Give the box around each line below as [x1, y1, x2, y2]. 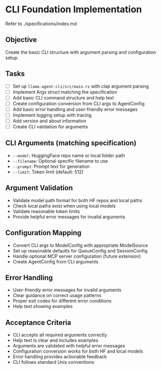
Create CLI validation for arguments [12, 124, 88, 129]
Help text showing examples [12, 303, 73, 309]
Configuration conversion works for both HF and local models [12, 348, 144, 355]
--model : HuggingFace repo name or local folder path [12, 152, 126, 159]
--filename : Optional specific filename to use [12, 158, 108, 164]
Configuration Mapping [5, 228, 82, 237]
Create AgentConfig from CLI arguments [12, 258, 98, 265]
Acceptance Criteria [5, 318, 71, 327]
